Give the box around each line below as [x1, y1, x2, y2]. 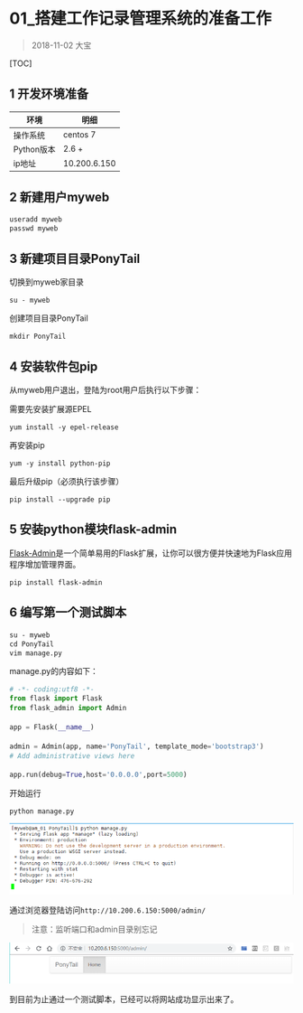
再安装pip [9, 439, 45, 450]
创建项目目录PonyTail [9, 313, 88, 324]
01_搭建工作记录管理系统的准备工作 [9, 8, 272, 29]
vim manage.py [9, 648, 63, 658]
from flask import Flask [9, 694, 103, 703]
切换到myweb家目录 [9, 277, 84, 287]
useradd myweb [9, 215, 63, 224]
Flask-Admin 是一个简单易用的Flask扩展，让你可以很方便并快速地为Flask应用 [9, 548, 293, 558]
